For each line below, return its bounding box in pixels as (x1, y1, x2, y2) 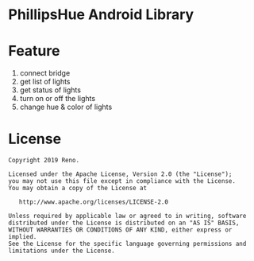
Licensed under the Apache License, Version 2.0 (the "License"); (8, 170, 233, 178)
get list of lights (19, 77, 71, 87)
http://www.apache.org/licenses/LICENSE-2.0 (18, 198, 169, 206)
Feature (8, 42, 60, 60)
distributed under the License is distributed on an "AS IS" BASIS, (8, 219, 240, 228)
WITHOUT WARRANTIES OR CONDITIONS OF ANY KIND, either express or (8, 226, 233, 234)
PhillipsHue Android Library (8, 6, 194, 24)
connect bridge (19, 68, 71, 78)
